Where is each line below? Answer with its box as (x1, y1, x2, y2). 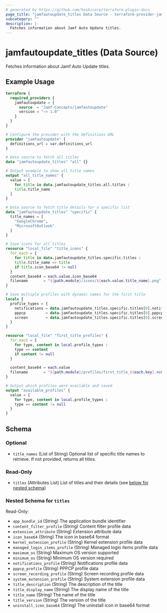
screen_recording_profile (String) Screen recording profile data (12, 571, 144, 577)
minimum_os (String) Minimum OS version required (12, 555, 114, 561)
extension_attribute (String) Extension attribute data (12, 529, 122, 535)
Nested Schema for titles (5, 498, 70, 504)
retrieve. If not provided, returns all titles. (12, 456, 96, 462)
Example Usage (5, 78, 55, 86)
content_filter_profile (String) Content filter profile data (12, 523, 131, 529)
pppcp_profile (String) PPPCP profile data (12, 565, 99, 571)
